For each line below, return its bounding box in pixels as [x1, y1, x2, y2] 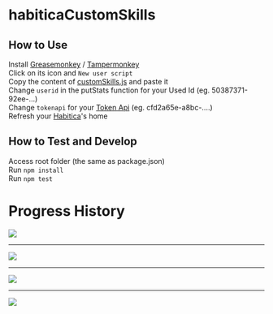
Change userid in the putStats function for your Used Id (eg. [8, 85, 210, 95]
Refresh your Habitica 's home [8, 111, 108, 121]
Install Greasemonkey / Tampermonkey [8, 59, 140, 69]
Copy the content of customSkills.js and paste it [8, 77, 169, 86]
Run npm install [8, 165, 64, 174]
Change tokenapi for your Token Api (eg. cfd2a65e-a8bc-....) [8, 103, 213, 112]
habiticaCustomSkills [8, 6, 156, 24]
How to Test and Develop [8, 135, 138, 148]
